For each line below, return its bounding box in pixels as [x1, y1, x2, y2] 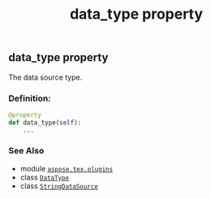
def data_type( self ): [8, 119, 82, 127]
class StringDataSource [19, 180, 99, 191]
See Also [8, 145, 45, 157]
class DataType [19, 172, 70, 182]
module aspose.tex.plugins [19, 163, 114, 173]
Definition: [8, 93, 51, 104]
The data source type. [8, 72, 83, 82]
